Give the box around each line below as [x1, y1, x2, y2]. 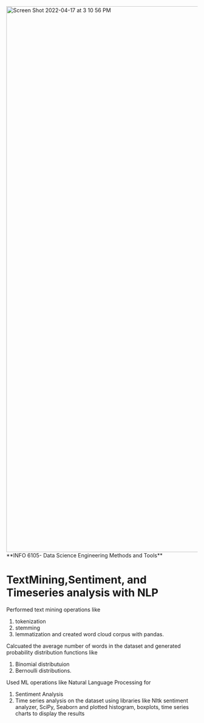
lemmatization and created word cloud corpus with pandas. [15, 630, 164, 637]
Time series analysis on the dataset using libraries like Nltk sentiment [15, 697, 188, 704]
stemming [15, 624, 41, 631]
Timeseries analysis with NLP [6, 586, 159, 600]
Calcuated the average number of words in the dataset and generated [6, 642, 181, 650]
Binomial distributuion [15, 661, 70, 668]
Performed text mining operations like [6, 606, 101, 613]
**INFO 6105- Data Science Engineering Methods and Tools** [6, 552, 163, 559]
